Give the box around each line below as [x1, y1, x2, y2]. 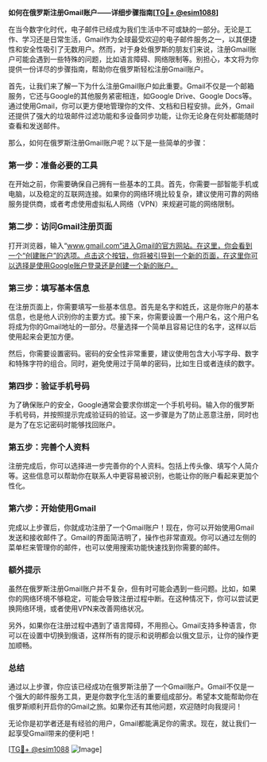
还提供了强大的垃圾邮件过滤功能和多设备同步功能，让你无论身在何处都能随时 [8, 111, 259, 120]
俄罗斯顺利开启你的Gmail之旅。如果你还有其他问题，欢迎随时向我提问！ [8, 702, 243, 711]
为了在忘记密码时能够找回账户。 [14, 420, 120, 430]
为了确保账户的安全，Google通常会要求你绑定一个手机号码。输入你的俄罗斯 [8, 400, 255, 410]
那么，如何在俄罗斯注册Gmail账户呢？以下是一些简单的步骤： [8, 138, 208, 147]
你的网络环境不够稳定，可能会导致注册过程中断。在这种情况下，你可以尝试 [8, 594, 252, 604]
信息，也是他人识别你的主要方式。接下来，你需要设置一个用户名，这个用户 [8, 312, 252, 321]
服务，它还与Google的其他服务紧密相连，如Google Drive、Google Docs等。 [8, 91, 257, 100]
